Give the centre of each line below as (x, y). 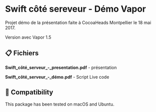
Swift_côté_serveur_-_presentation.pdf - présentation (61, 67)
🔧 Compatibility (29, 92)
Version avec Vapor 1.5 (28, 37)
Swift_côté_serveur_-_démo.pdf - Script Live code (57, 77)
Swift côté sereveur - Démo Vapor (76, 9)
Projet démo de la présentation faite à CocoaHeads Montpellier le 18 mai (78, 22)
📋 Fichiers (22, 53)
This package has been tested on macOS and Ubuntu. (60, 104)
